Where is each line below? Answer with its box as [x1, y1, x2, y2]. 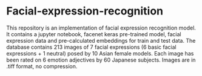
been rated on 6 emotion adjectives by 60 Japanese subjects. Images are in [6, 56, 196, 63]
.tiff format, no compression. [6, 62, 78, 70]
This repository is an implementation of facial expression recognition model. [6, 24, 196, 31]
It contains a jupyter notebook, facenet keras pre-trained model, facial [6, 30, 181, 37]
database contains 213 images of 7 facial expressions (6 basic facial [6, 43, 177, 51]
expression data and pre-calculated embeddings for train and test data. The [6, 37, 196, 44]
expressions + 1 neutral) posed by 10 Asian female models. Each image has [6, 49, 194, 57]
